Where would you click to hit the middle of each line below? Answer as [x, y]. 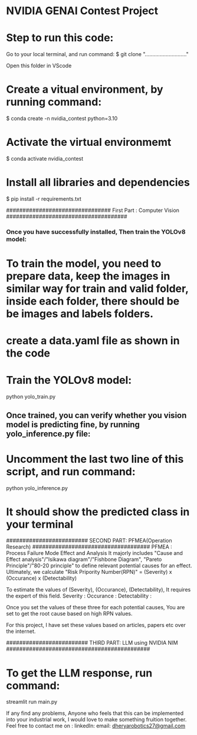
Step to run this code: [60, 38]
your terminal [40, 524]
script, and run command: [71, 471]
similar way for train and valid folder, [97, 289]
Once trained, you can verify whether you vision [96, 415]
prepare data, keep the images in [88, 276]
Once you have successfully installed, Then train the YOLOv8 [96, 231]
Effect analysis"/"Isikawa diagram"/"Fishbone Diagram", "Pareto [84, 560]
